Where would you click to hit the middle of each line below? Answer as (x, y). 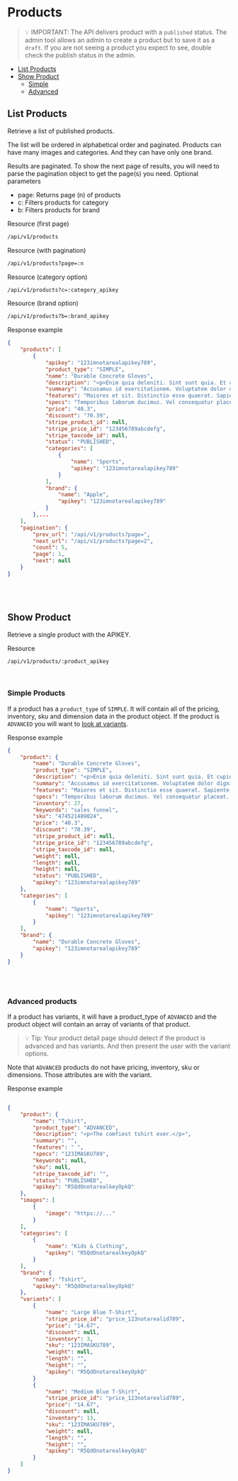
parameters (24, 181)
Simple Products (36, 693)
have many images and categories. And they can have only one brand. (110, 152)
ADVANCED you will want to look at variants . (68, 723)
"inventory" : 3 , (69, 1339)
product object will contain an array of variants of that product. (99, 1024)
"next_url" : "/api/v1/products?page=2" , (93, 541)
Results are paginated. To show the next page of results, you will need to (113, 166)
